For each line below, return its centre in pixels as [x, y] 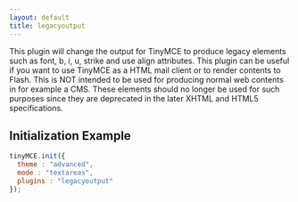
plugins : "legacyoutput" [66, 181]
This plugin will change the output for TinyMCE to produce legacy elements [148, 51]
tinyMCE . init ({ [37, 157]
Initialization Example [70, 136]
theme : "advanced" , [55, 165]
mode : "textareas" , [55, 173]
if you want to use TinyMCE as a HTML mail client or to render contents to [145, 70]
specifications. [37, 108]
